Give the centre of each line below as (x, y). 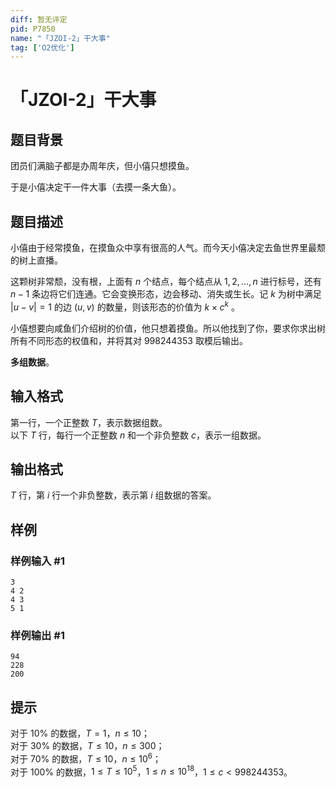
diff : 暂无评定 (39, 19)
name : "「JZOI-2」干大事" (60, 38)
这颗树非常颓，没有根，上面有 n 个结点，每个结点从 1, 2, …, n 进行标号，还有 (166, 282)
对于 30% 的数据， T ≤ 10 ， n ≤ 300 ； (87, 746)
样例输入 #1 (37, 561)
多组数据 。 (32, 362)
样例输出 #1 (37, 635)
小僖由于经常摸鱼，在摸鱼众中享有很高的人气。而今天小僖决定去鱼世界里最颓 (168, 248)
